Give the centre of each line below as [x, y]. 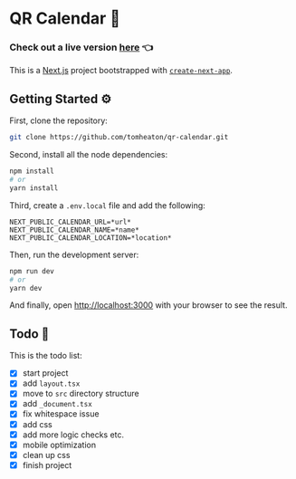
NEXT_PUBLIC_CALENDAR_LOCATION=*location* [91, 238]
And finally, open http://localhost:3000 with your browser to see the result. [148, 305]
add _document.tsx [57, 404]
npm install [32, 171]
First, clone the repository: [59, 120]
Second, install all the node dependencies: [89, 155]
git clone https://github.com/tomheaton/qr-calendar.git [119, 138]
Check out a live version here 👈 [81, 47]
